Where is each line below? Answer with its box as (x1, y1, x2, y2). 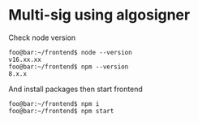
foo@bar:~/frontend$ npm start (8, 107, 114, 115)
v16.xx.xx (8, 55, 42, 64)
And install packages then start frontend (8, 84, 144, 94)
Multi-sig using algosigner (8, 6, 191, 24)
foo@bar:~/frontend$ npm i (8, 99, 100, 108)
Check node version (8, 33, 76, 42)
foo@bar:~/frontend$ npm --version (8, 63, 129, 71)
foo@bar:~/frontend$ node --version (8, 48, 132, 56)
